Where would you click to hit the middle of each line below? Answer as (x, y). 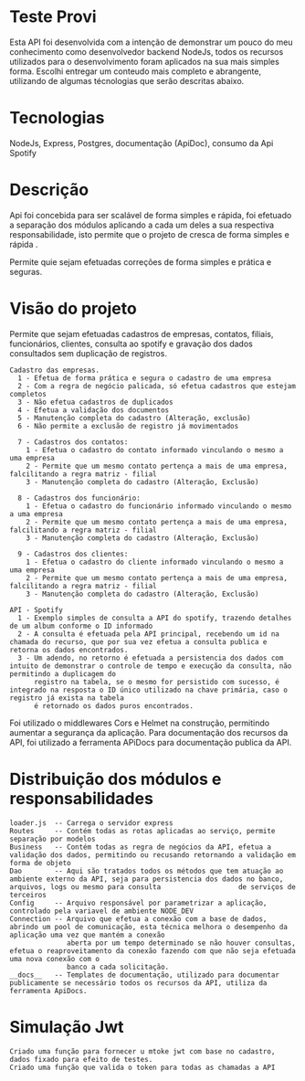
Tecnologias (57, 118)
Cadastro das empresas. (55, 370)
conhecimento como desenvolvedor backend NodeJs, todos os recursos (147, 51)
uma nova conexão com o (55, 959)
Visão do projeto (73, 309)
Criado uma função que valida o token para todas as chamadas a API (142, 1067)
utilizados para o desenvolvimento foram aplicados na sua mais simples (145, 61)
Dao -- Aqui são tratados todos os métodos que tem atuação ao (147, 871)
